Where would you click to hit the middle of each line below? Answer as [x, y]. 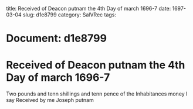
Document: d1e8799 [57, 38]
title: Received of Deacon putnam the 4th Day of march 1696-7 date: [89, 8]
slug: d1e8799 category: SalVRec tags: [69, 15]
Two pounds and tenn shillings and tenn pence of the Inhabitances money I [97, 94]
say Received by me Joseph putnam [50, 100]
